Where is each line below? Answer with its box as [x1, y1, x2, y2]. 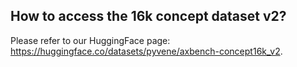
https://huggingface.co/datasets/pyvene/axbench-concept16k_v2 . [10, 45, 283, 57]
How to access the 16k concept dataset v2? [10, 8, 287, 25]
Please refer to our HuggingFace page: [10, 34, 171, 46]
